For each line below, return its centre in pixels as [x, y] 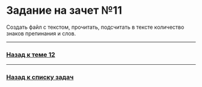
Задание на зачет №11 [64, 10]
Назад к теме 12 [31, 55]
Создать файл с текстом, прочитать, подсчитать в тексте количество [95, 27]
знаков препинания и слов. [41, 33]
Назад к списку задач [40, 77]
